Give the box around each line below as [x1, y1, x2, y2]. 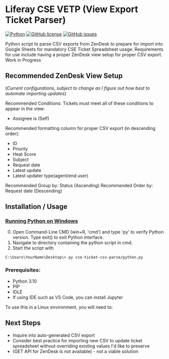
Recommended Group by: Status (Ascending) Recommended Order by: [5, 182, 153, 188]
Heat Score [12, 151, 36, 157]
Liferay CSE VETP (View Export [5, 4, 139, 15]
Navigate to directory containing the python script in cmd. [12, 240, 133, 246]
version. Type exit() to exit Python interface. [12, 234, 104, 241]
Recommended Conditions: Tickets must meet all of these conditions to [5, 100, 154, 106]
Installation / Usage [5, 202, 68, 211]
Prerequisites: [5, 266, 41, 274]
